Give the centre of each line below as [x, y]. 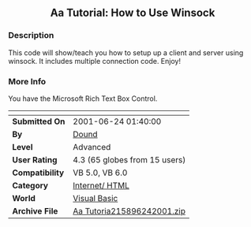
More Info [27, 81]
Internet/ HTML [101, 185]
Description [31, 35]
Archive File [35, 210]
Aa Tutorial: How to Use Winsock [133, 13]
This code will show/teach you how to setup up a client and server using [126, 52]
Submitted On [39, 121]
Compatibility [38, 173]
